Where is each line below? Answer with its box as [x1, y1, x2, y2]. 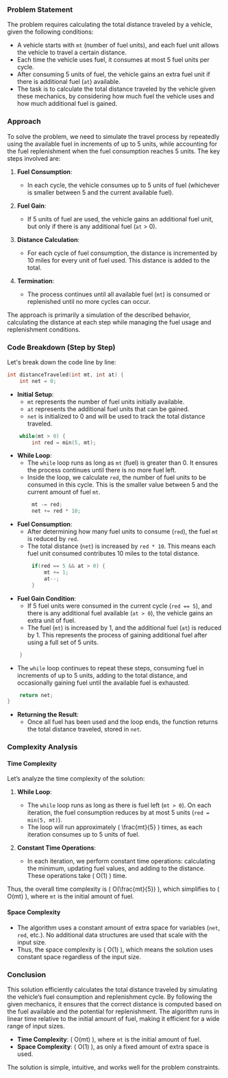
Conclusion [7, 969, 47, 979]
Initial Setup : [16, 390, 54, 398]
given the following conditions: [7, 27, 94, 36]
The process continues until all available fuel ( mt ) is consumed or [27, 290, 211, 298]
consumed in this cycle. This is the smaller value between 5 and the [27, 481, 218, 489]
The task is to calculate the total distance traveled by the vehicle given [16, 85, 216, 93]
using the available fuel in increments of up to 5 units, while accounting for [7, 140, 218, 148]
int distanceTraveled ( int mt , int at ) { [7, 371, 125, 378]
